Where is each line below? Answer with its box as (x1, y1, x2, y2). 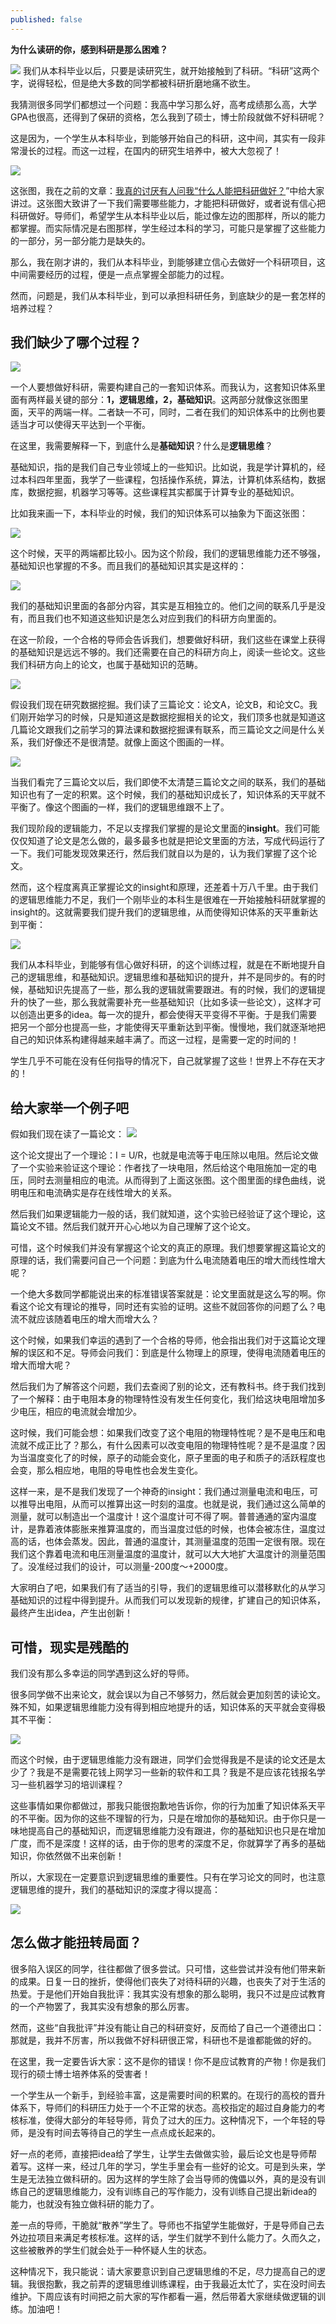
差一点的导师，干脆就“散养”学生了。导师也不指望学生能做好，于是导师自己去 (10, 2219, 325, 2231)
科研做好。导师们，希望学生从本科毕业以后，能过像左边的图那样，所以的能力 (10, 209, 326, 221)
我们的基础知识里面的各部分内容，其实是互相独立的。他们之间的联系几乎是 (10, 600, 317, 612)
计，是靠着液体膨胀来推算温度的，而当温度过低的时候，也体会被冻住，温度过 (10, 1523, 326, 1535)
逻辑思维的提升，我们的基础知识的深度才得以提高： (10, 1884, 221, 1896)
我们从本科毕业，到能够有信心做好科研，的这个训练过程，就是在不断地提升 (10, 959, 317, 971)
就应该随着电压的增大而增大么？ (27, 1313, 160, 1325)
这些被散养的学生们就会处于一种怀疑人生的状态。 (10, 2244, 212, 2256)
